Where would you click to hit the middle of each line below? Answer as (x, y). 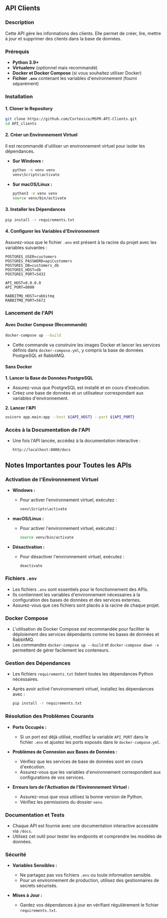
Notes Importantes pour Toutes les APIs (69, 465)
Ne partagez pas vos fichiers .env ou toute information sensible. (86, 875)
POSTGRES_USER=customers (31, 256)
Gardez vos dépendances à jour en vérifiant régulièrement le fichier (89, 905)
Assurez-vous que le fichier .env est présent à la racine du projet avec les (81, 242)
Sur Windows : (28, 161)
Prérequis (17, 51)
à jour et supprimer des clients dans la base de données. (64, 38)
